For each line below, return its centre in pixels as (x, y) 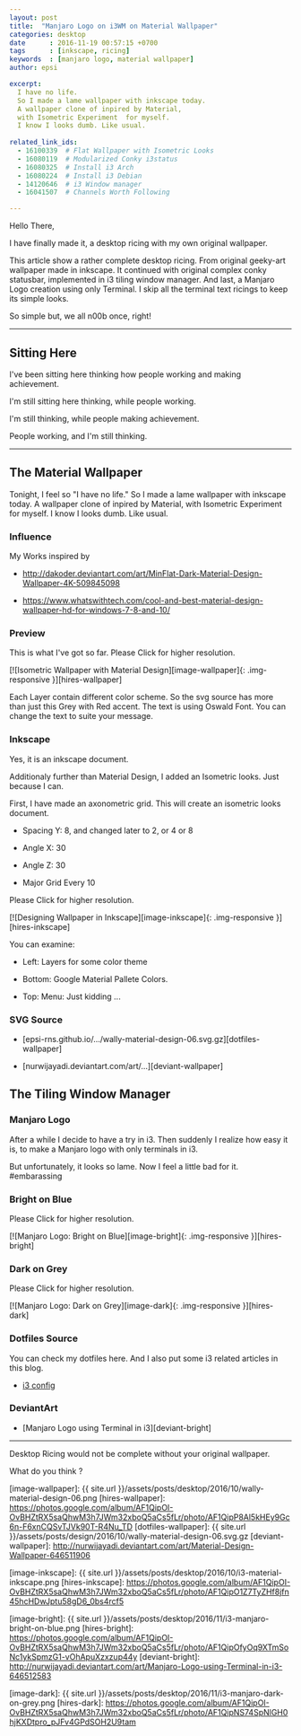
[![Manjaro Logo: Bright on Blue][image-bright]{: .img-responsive (129, 1236)
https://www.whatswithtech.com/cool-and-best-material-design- (143, 601)
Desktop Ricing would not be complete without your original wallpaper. (140, 1453)
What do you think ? (46, 1471)
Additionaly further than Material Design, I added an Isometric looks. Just (144, 776)
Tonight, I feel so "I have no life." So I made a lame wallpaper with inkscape (148, 494)
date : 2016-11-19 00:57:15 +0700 (84, 43)
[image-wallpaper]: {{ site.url (63, 1488)
